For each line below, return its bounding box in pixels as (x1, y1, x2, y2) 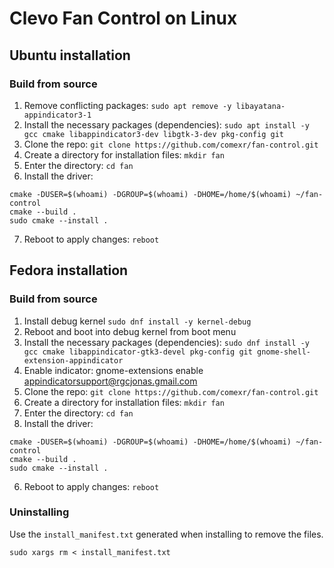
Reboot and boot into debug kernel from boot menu (23, 325, 237, 337)
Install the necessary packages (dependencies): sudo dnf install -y (23, 336, 310, 348)
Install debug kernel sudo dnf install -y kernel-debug (23, 315, 252, 327)
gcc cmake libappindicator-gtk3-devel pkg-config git (23, 347, 253, 357)
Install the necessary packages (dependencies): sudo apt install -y (23, 118, 310, 131)
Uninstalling (9, 505, 70, 519)
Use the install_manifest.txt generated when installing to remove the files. (9, 528, 324, 540)
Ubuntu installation (9, 47, 131, 64)
